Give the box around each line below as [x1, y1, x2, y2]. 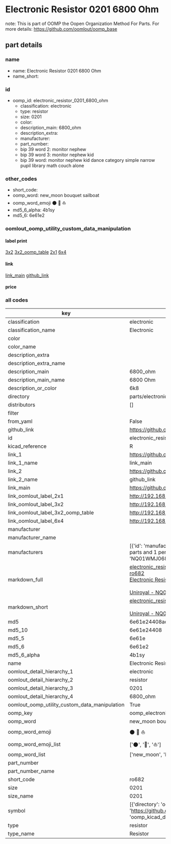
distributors [8, 401, 36, 408]
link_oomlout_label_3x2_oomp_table [8, 509, 94, 516]
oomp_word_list [8, 751, 46, 758]
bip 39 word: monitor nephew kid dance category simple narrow [20, 157, 155, 163]
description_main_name [8, 376, 65, 383]
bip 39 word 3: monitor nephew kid [20, 152, 94, 158]
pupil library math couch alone [20, 162, 84, 168]
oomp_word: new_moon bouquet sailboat [12, 192, 100, 199]
